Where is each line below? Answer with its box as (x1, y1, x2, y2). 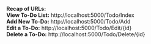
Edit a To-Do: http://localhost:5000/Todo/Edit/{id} (6, 24, 132, 31)
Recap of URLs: (6, 5, 46, 12)
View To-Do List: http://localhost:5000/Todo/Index (6, 11, 134, 19)
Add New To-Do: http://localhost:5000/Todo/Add (6, 18, 131, 25)
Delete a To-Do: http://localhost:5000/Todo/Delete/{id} (6, 31, 145, 38)
